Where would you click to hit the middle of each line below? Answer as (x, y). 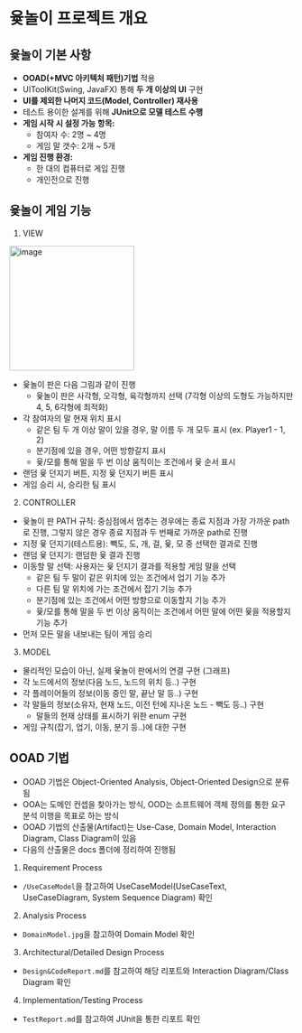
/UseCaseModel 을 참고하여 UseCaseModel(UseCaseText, (124, 886)
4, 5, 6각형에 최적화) (72, 406)
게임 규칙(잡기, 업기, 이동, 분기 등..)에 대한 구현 (104, 727)
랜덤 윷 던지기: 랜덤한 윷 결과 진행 (81, 554)
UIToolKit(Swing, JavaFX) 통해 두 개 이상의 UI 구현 (113, 89)
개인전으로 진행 (63, 180)
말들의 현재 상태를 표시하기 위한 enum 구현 (111, 715)
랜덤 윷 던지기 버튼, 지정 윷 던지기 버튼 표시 (98, 473)
